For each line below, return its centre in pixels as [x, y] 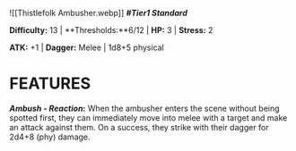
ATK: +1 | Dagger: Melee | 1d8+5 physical [87, 47]
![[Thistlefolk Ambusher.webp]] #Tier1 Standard [99, 13]
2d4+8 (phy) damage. [50, 137]
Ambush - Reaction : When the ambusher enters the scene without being [144, 108]
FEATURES [50, 84]
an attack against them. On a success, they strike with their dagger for [139, 127]
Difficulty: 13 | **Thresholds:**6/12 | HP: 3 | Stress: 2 [111, 30]
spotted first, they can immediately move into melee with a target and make [148, 117]
